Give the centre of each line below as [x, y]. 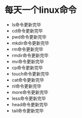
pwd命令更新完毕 [29, 37]
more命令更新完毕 [30, 92]
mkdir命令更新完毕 [30, 43]
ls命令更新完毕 [26, 25]
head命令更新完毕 [30, 104]
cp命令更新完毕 [27, 67]
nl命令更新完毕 [27, 86]
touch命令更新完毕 [30, 74]
